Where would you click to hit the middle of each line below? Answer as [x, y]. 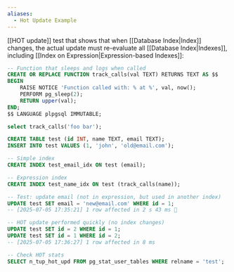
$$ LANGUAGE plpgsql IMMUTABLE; [54, 114]
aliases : [20, 14]
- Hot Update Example [45, 20]
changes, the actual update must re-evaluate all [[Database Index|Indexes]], [117, 48]
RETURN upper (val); [48, 101]
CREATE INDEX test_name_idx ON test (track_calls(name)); [94, 184]
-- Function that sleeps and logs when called [77, 68]
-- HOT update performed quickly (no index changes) [86, 223]
